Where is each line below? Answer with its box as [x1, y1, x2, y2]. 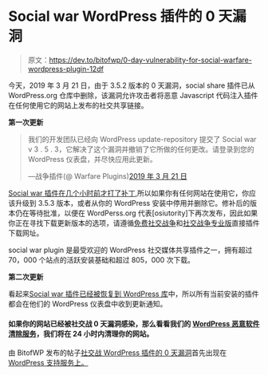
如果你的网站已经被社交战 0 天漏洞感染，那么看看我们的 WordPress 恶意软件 [8, 318, 260, 328]
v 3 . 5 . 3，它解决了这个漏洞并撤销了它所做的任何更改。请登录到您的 [27, 144, 255, 154]
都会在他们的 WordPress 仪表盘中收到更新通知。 [8, 298, 167, 308]
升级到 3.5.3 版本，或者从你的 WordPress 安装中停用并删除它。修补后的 [14, 198, 250, 207]
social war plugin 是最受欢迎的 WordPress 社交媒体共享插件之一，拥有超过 [8, 245, 253, 255]
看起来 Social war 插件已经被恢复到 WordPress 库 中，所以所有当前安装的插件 [8, 289, 259, 298]
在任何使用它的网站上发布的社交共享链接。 [8, 101, 148, 110]
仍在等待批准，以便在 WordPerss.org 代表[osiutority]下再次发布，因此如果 [14, 208, 258, 218]
